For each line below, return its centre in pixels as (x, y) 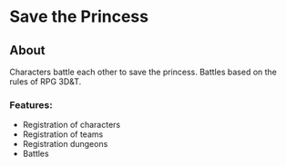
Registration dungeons (65, 144)
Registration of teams (63, 134)
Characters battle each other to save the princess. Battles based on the (143, 72)
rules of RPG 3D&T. (46, 82)
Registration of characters (71, 125)
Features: (31, 104)
